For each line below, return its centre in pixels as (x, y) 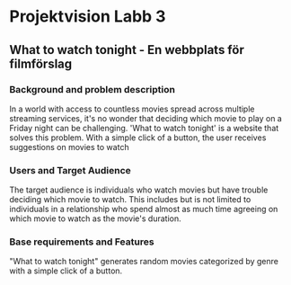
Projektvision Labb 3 (88, 17)
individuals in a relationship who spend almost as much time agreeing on (144, 209)
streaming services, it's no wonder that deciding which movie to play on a (146, 118)
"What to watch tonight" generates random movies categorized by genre (144, 262)
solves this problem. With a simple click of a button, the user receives (138, 138)
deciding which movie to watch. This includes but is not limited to (130, 200)
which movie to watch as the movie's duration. (95, 218)
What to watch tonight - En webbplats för (127, 50)
